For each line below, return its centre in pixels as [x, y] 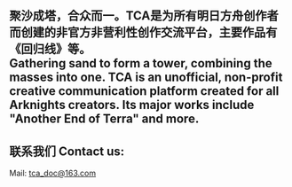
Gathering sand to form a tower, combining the [141, 63]
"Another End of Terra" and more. [104, 119]
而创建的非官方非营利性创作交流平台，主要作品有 [143, 32]
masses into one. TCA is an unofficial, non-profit [146, 78]
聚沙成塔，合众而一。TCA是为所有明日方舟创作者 [144, 16]
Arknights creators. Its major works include [132, 105]
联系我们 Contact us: [67, 151]
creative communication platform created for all [144, 91]
